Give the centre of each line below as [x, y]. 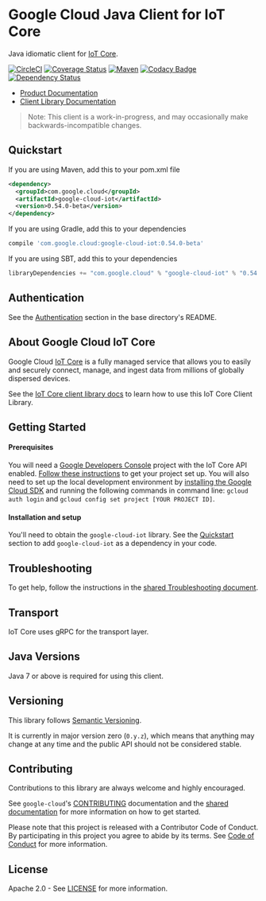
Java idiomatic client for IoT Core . [64, 53]
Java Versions [44, 657]
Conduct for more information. [58, 844]
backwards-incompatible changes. [85, 125]
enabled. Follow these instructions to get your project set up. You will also [129, 474]
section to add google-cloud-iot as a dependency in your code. [112, 544]
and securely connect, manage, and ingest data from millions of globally [126, 370]
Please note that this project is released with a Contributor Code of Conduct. [133, 827]
